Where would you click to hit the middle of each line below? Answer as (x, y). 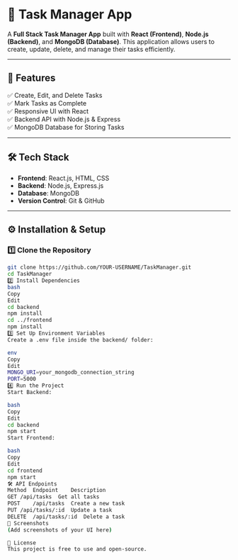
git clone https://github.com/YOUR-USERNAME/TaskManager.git (100, 268)
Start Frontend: (31, 438)
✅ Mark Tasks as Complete (47, 103)
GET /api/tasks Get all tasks (53, 497)
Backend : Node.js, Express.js (61, 185)
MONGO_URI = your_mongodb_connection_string (71, 373)
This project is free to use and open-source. (77, 549)
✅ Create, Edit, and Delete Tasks (55, 95)
